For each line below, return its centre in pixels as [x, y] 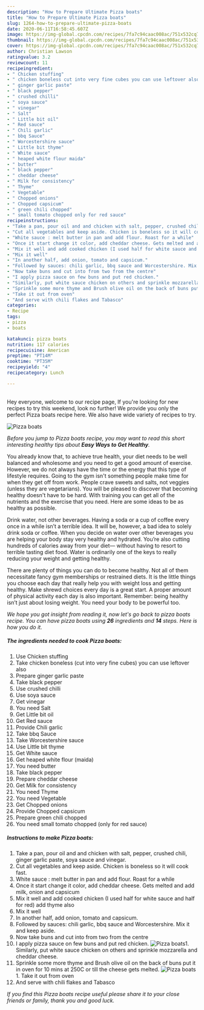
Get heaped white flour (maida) [54, 759]
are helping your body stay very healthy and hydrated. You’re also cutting [98, 539]
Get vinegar [30, 701]
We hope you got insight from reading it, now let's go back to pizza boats [99, 614]
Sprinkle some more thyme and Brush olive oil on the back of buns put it [106, 963]
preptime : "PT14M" [30, 356]
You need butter [36, 766]
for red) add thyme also [45, 904]
